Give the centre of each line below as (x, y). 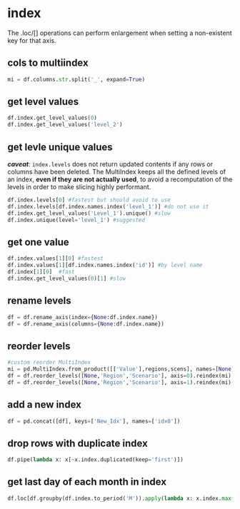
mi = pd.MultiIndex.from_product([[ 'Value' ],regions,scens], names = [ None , (121, 369)
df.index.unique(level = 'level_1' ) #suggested (76, 220)
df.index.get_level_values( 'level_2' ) (65, 125)
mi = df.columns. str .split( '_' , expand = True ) (76, 79)
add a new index (45, 405)
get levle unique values (60, 147)
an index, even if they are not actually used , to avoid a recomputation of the (120, 179)
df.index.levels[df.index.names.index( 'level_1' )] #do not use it (108, 206)
